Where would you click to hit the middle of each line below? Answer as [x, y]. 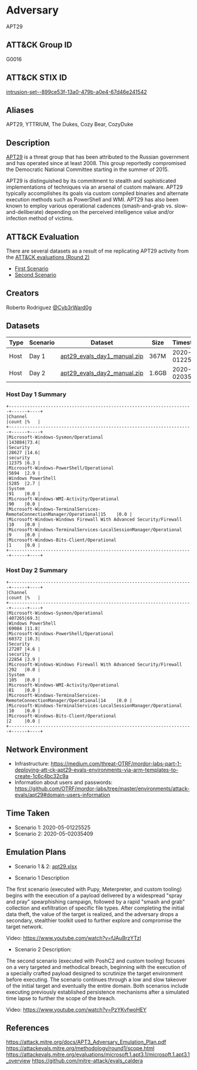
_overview [18, 1061]
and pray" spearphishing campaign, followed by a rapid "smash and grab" [96, 901]
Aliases [20, 110]
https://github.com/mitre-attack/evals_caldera [87, 1061]
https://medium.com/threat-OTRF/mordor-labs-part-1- [116, 764]
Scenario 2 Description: [43, 949]
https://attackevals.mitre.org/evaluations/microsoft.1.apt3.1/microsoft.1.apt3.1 [98, 1055]
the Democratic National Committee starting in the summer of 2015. [87, 170]
